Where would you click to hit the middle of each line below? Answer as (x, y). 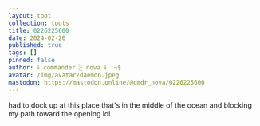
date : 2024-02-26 (37, 38)
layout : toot (30, 16)
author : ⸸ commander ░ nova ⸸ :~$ (65, 68)
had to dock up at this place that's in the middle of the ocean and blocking (130, 105)
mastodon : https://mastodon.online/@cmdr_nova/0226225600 (106, 82)
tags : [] (23, 53)
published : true (35, 45)
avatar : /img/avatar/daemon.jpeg (64, 75)
